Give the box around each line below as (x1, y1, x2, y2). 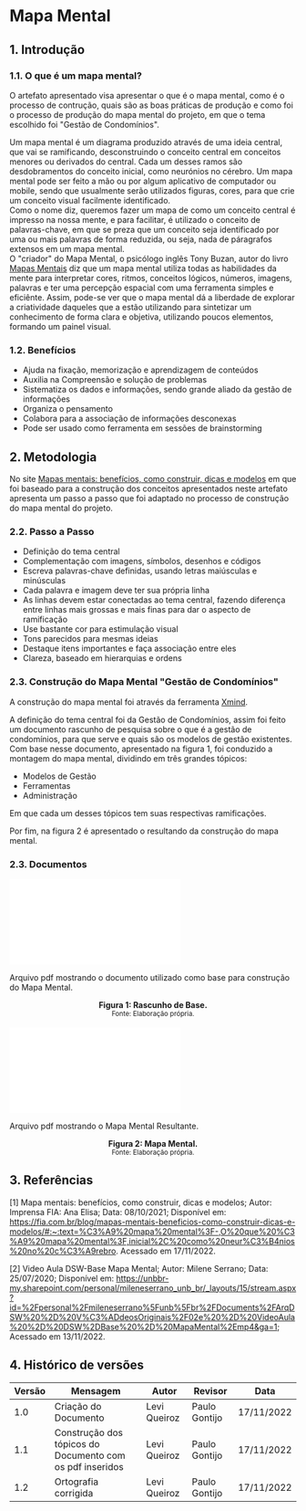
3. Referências (9, 1172, 94, 1188)
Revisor (193, 1384, 228, 1397)
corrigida (54, 1486, 94, 1499)
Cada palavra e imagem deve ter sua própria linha (22, 585, 210, 596)
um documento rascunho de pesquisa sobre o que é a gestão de (9, 723, 252, 735)
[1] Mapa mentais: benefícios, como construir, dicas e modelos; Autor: (9, 1197, 272, 1208)
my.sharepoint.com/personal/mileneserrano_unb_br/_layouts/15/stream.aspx (9, 1282, 297, 1293)
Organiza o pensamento (22, 404, 114, 414)
